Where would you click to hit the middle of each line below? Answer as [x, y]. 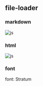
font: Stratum [18, 79]
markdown [18, 22]
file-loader [21, 8]
